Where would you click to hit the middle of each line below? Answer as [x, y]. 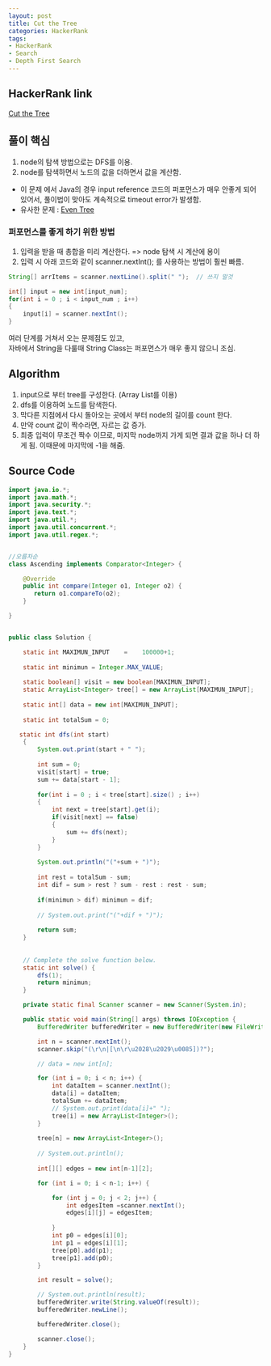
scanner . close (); [66, 1339]
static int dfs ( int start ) [65, 734]
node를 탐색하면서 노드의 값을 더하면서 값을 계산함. [100, 172]
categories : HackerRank [48, 31]
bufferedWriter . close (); [79, 1324]
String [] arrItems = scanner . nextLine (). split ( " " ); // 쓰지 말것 [121, 277]
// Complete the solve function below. [90, 960]
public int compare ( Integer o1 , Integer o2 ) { [102, 586]
